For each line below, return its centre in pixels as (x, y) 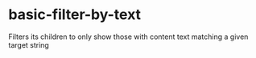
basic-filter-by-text (75, 15)
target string (29, 44)
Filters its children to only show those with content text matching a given (128, 37)
